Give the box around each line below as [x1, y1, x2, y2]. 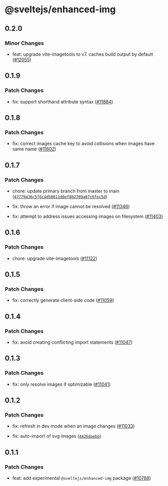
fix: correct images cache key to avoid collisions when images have [12, 140, 155, 147]
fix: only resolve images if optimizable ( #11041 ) [12, 381, 111, 387]
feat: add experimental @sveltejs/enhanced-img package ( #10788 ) [12, 475, 152, 481]
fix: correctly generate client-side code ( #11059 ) [12, 297, 114, 304]
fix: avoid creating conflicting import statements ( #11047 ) [12, 339, 133, 345]
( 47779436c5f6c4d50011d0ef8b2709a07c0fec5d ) [12, 193, 108, 199]
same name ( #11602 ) [12, 146, 57, 152]
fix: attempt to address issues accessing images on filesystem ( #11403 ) [12, 213, 163, 219]
